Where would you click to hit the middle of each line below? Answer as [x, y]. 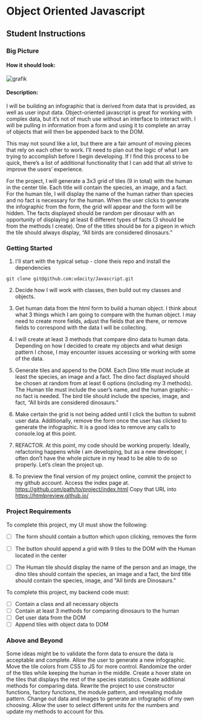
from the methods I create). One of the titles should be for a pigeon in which [101, 226]
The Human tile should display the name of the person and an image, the [105, 567]
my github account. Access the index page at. [72, 483]
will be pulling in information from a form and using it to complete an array [98, 125]
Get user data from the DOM [50, 617]
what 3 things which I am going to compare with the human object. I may [105, 315]
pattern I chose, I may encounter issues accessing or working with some [105, 352]
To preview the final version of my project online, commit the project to [103, 476]
